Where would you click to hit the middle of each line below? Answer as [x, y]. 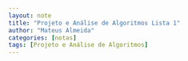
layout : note [30, 15]
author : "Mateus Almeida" [51, 30]
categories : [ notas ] [43, 38]
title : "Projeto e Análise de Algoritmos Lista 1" [94, 23]
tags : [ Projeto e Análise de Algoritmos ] [78, 45]
